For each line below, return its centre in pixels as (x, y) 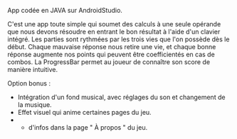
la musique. (35, 105)
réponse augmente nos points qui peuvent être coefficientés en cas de (111, 54)
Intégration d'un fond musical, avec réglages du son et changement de (121, 97)
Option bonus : (29, 83)
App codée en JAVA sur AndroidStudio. (65, 10)
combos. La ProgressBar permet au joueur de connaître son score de (109, 62)
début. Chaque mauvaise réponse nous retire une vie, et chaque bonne (112, 47)
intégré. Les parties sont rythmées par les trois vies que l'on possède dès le (118, 39)
